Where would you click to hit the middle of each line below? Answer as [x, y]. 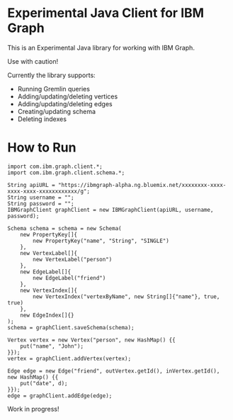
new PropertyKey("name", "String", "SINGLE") [101, 241]
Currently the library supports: [51, 75]
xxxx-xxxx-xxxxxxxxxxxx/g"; [49, 191]
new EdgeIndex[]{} [47, 315]
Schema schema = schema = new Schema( [64, 228]
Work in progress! [33, 409]
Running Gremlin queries [54, 89]
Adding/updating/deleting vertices [68, 96]
